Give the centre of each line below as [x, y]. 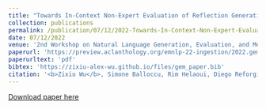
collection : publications [51, 23]
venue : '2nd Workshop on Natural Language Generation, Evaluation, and [129, 45]
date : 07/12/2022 [37, 38]
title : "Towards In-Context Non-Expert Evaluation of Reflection [118, 15]
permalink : [26, 30]
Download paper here [44, 96]
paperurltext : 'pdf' [42, 60]
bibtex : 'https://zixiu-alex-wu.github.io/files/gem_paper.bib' [116, 67]
